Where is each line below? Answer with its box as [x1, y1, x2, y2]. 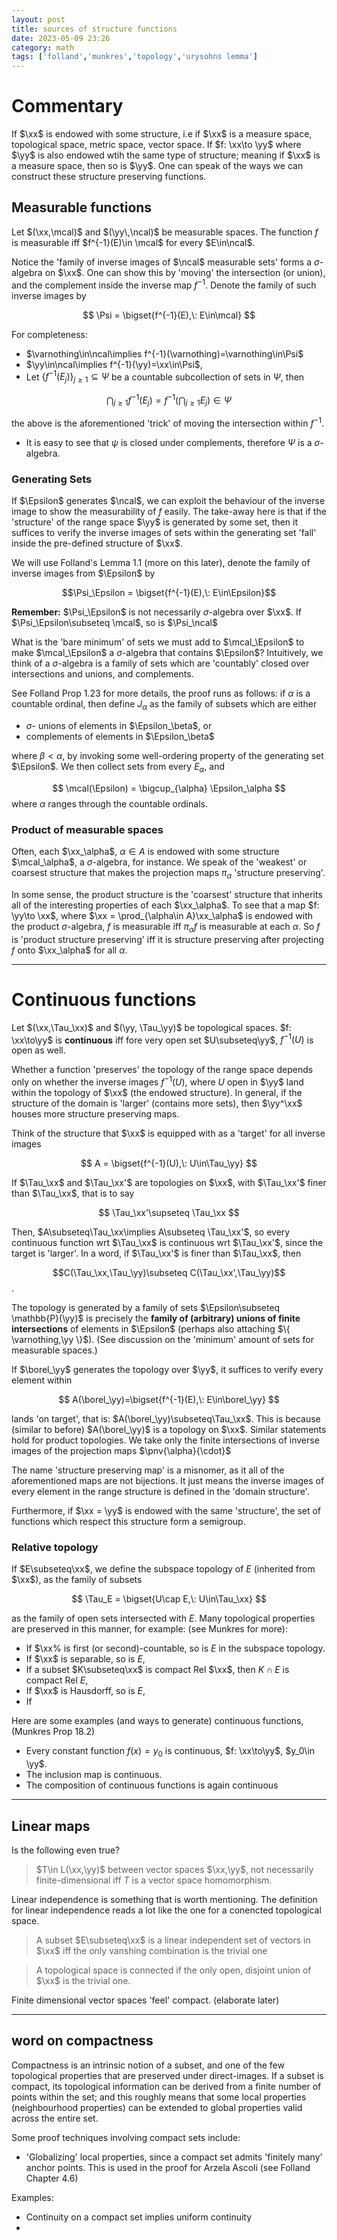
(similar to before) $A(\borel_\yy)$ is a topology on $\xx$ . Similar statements [11, 1424, 327, 1436]
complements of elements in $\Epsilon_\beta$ [25, 731, 215, 743]
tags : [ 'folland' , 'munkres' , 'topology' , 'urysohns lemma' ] [11, 52, 258, 62]
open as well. [11, 1044, 66, 1056]
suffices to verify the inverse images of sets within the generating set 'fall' [11, 527, 317, 539]
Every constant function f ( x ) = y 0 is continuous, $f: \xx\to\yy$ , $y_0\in [25, 1745, 316, 1760]
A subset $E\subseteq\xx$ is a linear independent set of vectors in [35, 1934, 311, 1946]
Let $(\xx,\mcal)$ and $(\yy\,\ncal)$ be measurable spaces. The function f [11, 226, 319, 238]
